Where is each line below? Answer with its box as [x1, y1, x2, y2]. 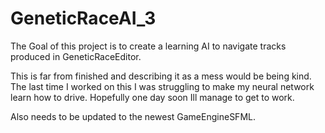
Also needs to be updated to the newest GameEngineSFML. [10, 110, 256, 122]
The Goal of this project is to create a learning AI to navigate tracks [10, 40, 287, 52]
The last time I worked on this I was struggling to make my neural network [10, 80, 315, 92]
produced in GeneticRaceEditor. [10, 50, 142, 62]
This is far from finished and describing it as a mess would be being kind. [10, 70, 312, 82]
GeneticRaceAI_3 [10, 7, 157, 30]
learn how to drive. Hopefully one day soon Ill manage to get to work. [10, 91, 295, 103]
